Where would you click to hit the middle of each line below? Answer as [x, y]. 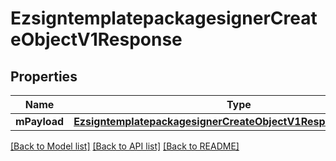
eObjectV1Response [96, 39]
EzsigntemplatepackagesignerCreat [164, 18]
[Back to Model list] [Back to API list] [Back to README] [125, 146]
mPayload [40, 121]
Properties [44, 76]
